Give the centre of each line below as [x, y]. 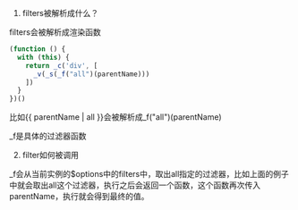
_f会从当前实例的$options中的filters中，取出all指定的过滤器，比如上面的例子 [149, 174]
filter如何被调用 [50, 155]
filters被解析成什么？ [60, 13]
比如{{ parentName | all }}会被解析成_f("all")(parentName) [115, 117]
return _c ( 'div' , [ [62, 65]
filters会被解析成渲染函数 [55, 32]
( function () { [38, 49]
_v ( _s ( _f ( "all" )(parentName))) [91, 74]
